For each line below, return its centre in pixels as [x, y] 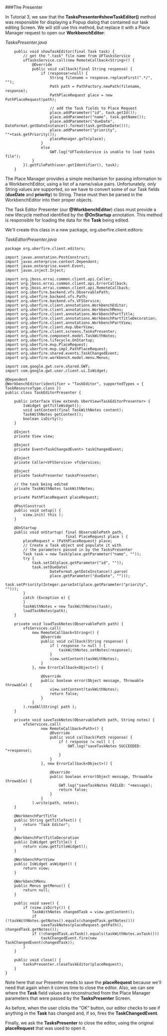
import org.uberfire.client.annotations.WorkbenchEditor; [67, 305]
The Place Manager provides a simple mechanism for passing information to [83, 179]
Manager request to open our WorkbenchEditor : [55, 33]
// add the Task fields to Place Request [93, 108]
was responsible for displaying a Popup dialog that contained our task [77, 22]
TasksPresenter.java [26, 42]
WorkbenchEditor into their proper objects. [49, 200]
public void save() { [36, 903]
